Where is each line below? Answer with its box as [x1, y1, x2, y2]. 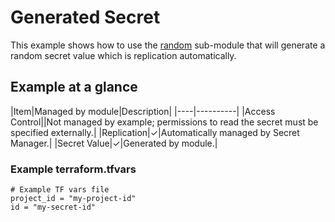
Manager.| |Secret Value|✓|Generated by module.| [10, 137, 218, 149]
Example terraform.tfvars [10, 162, 137, 176]
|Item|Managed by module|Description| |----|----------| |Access [10, 105, 276, 117]
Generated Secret [10, 6, 161, 29]
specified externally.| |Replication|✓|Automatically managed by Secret [10, 126, 300, 138]
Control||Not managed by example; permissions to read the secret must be [10, 116, 319, 128]
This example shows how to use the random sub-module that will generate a [10, 39, 326, 51]
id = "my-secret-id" [10, 202, 97, 213]
